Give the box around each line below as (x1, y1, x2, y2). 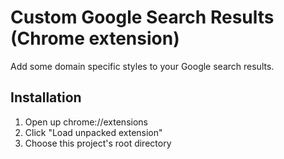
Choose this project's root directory (24, 137, 172, 149)
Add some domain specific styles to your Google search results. (10, 60, 275, 72)
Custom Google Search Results (10, 6, 275, 29)
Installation (10, 89, 82, 106)
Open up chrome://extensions (24, 116, 148, 128)
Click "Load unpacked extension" (24, 126, 163, 138)
